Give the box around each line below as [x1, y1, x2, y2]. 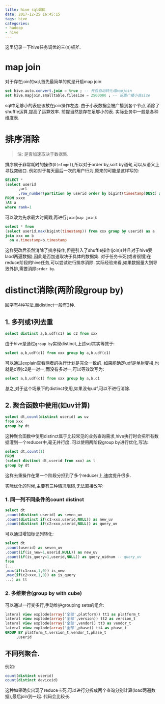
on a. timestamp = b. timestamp [9, 238, 67, 243]
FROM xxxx [5, 196, 26, 201]
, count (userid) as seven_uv [5, 545, 63, 551]
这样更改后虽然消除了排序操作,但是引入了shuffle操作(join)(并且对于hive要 [5, 247, 153, 253]
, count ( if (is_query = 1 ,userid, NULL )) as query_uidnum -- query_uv [5, 554, 141, 559]
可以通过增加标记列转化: [5, 531, 54, 537]
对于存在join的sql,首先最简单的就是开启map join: [5, 78, 103, 84]
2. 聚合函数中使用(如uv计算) [5, 401, 90, 410]
